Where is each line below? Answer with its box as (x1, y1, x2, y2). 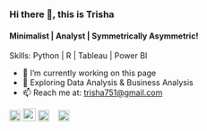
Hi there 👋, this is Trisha (9, 8, 115, 21)
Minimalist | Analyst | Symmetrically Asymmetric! (9, 31, 199, 41)
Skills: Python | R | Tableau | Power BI (9, 50, 148, 61)
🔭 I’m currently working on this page (22, 67, 157, 79)
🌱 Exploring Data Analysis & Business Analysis (22, 77, 194, 88)
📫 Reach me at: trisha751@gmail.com (22, 87, 163, 98)
